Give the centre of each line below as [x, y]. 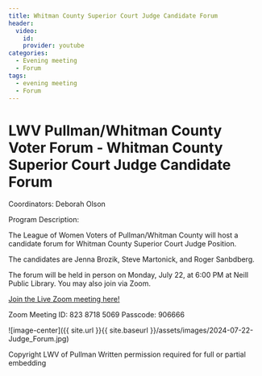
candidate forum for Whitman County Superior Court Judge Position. [123, 244]
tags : [17, 76]
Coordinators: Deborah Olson [57, 204]
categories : [28, 53]
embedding [27, 363]
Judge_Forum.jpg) [39, 339]
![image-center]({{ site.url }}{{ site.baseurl [79, 330]
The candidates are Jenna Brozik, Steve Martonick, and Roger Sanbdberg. [132, 259]
